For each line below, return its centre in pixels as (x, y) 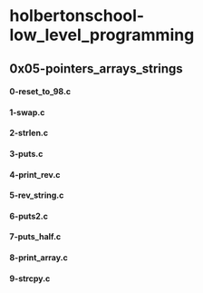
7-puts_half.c (35, 237)
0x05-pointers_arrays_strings (96, 68)
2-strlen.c (29, 133)
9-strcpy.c (30, 278)
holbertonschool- (77, 16)
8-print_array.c (39, 257)
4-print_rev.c (35, 174)
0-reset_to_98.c (40, 92)
